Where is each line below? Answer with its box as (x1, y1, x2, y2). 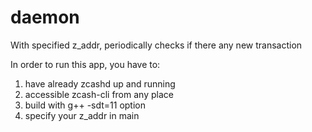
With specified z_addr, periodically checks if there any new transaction (10, 39, 303, 51)
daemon (10, 6, 80, 29)
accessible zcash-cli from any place (24, 88, 174, 100)
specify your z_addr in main (24, 109, 140, 121)
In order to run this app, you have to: (10, 58, 161, 70)
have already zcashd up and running (24, 77, 176, 90)
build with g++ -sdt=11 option (24, 99, 147, 111)
